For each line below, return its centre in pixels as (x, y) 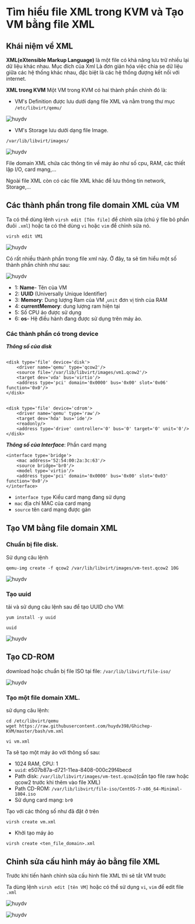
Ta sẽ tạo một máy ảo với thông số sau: (53, 753)
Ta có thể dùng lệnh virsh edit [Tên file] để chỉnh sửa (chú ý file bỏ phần (97, 219)
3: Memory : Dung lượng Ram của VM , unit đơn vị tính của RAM (91, 300)
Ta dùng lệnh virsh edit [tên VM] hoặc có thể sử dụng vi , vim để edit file (95, 887)
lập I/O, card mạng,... (31, 169)
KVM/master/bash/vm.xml (35, 731)
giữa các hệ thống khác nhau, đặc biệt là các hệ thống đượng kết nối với (93, 72)
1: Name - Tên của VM (41, 287)
